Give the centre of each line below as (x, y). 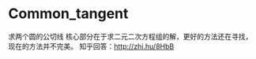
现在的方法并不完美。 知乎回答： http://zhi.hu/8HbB (91, 46)
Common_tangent (68, 14)
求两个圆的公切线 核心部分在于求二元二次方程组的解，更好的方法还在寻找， (130, 36)
